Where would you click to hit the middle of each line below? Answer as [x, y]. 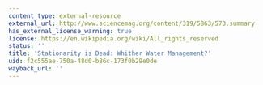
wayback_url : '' [36, 69]
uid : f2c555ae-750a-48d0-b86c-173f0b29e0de [83, 62]
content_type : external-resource [65, 16]
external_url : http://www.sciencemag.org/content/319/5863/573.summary [131, 23]
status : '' [27, 46]
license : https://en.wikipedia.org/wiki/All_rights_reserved [114, 38]
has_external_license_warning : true [70, 31]
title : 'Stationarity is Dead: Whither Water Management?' [110, 53]
